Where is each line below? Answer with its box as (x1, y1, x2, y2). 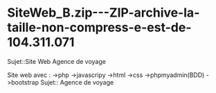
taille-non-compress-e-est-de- (7, 19, 192, 35)
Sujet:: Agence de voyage (40, 78, 114, 86)
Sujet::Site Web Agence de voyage (7, 57, 106, 65)
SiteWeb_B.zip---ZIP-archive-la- (7, 5, 200, 21)
